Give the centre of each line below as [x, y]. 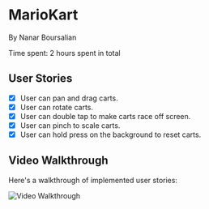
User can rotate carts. [57, 107]
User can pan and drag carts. [69, 98]
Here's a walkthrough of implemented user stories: [93, 180]
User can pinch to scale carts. [70, 125]
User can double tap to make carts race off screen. [105, 116]
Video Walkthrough [58, 161]
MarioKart [43, 15]
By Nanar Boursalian [43, 37]
